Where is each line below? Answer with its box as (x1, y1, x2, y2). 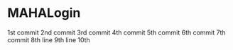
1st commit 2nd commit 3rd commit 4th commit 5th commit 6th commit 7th (7, 28, 226, 37)
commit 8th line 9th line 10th (7, 35, 90, 44)
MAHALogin (7, 5, 81, 21)
